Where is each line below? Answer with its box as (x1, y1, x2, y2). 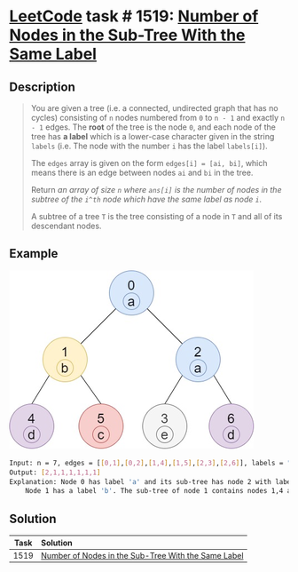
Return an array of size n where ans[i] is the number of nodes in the (30, 185, 282, 195)
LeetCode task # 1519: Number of (9, 6, 259, 27)
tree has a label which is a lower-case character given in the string (30, 131, 275, 141)
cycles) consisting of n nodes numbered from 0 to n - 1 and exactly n (30, 113, 286, 123)
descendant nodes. (30, 220, 102, 231)
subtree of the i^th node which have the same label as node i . (30, 194, 263, 204)
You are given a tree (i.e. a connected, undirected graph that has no (30, 103, 278, 113)
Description (9, 79, 75, 94)
